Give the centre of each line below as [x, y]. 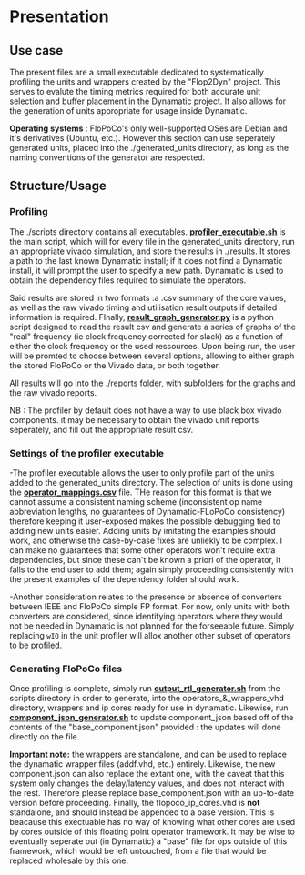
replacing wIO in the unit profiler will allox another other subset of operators [150, 635]
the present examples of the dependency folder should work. [124, 578]
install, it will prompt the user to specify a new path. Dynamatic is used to [147, 270]
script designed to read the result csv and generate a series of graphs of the [153, 327]
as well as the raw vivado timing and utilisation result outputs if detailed [143, 307]
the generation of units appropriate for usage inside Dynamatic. [128, 111]
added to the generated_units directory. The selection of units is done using [151, 482]
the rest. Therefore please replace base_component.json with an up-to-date [152, 793]
